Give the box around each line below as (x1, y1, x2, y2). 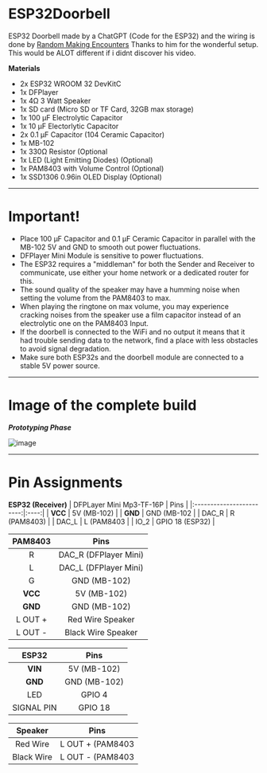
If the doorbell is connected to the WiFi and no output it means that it (19, 327, 246, 336)
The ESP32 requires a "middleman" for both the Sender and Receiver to (19, 259, 255, 269)
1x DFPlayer (19, 87, 59, 96)
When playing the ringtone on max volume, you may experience (19, 301, 229, 311)
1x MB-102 (19, 138, 55, 147)
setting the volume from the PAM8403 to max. (19, 292, 172, 303)
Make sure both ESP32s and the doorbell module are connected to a (19, 352, 244, 362)
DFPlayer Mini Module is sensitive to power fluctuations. (19, 250, 204, 260)
